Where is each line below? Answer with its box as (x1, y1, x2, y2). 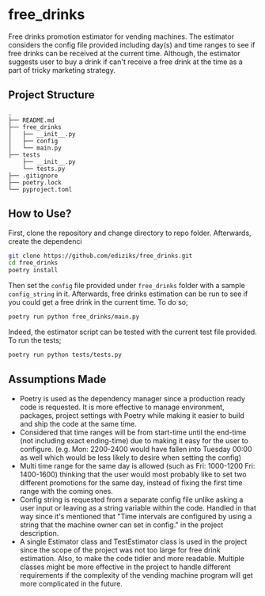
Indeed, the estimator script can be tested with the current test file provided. (8, 327, 257, 337)
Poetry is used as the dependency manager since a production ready (19, 393, 245, 403)
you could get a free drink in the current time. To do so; (8, 298, 188, 307)
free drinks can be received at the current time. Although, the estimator (8, 48, 240, 58)
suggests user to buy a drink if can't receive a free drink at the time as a (8, 57, 243, 66)
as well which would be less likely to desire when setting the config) (19, 453, 242, 462)
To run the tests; (8, 336, 62, 345)
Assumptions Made (8, 373, 107, 386)
